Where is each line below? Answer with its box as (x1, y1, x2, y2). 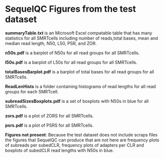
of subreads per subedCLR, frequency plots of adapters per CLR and (5, 142, 144, 148)
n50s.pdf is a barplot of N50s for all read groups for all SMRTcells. (5, 50, 140, 56)
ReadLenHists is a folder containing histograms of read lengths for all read (5, 83, 156, 89)
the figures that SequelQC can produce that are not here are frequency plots (5, 137, 160, 143)
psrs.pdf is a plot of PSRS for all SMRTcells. (5, 122, 94, 128)
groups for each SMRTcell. (5, 89, 59, 94)
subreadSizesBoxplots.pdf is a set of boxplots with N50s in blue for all (5, 98, 149, 104)
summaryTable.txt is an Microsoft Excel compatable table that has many (5, 30, 153, 36)
